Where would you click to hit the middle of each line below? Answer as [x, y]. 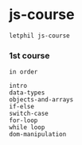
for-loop [23, 120]
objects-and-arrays [41, 100]
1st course [29, 55]
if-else [22, 107]
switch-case [29, 114]
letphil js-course [39, 36]
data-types [27, 93]
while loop [27, 128]
